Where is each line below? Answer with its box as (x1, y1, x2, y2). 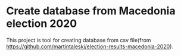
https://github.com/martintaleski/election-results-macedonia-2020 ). (6, 43, 174, 50)
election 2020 (6, 17, 77, 30)
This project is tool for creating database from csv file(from (6, 36, 151, 43)
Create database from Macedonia (6, 4, 176, 18)
